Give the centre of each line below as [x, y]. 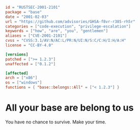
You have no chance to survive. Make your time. [56, 122]
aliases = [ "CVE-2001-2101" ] [36, 36]
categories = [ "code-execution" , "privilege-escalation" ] [68, 26]
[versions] [17, 54]
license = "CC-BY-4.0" [29, 45]
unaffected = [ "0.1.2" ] [31, 64]
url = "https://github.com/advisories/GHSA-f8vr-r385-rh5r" [71, 21]
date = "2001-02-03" [27, 17]
